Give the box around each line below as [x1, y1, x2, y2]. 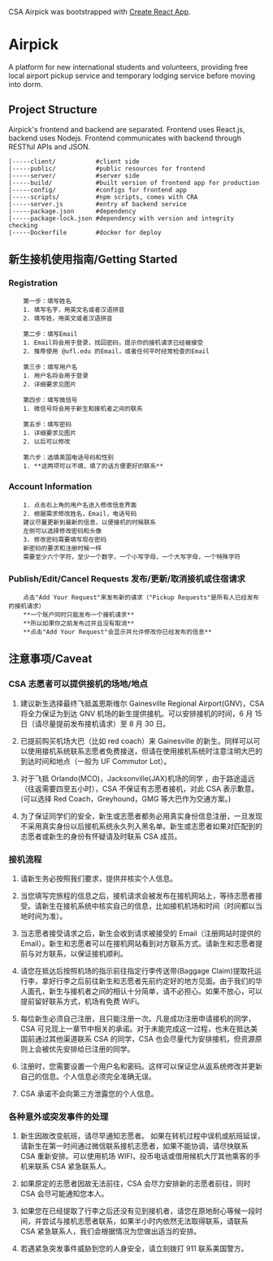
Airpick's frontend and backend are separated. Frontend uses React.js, [8, 124, 245, 134]
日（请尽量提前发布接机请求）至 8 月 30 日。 [19, 719, 171, 728]
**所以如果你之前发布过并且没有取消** [23, 620, 135, 628]
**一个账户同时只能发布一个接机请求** [23, 611, 135, 620]
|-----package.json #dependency [8, 207, 136, 215]
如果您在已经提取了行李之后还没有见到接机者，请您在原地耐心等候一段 [19, 1206, 256, 1216]
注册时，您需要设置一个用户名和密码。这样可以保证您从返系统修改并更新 [19, 1061, 262, 1071]
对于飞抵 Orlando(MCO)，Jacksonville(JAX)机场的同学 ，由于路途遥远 [19, 773, 255, 783]
